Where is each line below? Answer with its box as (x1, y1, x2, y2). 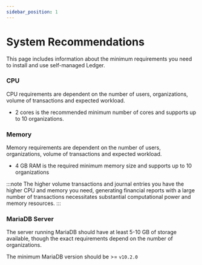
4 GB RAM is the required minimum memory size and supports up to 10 (15, 162, 192, 170)
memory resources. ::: (6, 200, 62, 207)
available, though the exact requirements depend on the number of (6, 235, 174, 243)
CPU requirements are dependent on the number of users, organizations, (6, 90, 189, 98)
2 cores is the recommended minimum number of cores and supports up (15, 109, 197, 116)
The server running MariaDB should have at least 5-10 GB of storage (6, 229, 177, 236)
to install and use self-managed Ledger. (6, 61, 105, 69)
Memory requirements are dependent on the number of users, (6, 144, 161, 152)
